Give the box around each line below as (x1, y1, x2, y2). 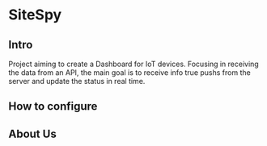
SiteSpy (8, 6, 62, 24)
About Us (8, 127, 57, 140)
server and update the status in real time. (8, 77, 146, 86)
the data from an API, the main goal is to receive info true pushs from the (8, 68, 251, 77)
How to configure (8, 99, 98, 114)
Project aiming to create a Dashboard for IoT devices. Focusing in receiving (8, 59, 259, 69)
